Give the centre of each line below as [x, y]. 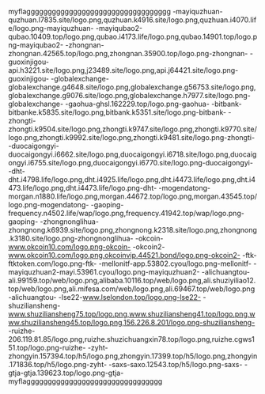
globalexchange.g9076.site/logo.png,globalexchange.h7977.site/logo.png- [129, 95]
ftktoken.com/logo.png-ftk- [53, 263]
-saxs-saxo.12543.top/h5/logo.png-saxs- [176, 364]
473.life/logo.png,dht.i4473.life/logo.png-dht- [83, 188]
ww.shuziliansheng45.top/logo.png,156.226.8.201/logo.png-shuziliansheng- [132, 322]
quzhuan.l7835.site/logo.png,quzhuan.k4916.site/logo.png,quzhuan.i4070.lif [132, 20]
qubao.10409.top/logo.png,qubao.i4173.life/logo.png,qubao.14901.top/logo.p [133, 36]
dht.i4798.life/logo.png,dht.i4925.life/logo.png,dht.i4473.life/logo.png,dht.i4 [132, 180]
